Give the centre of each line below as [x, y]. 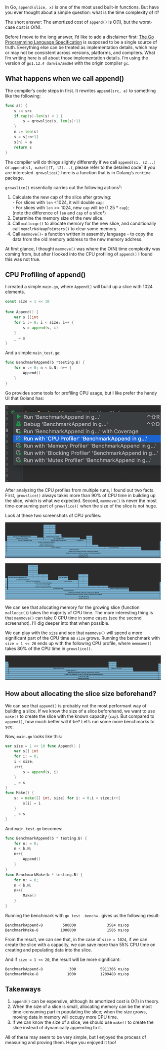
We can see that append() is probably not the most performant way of [76, 705]
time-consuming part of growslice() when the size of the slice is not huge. [81, 506]
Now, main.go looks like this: [34, 736]
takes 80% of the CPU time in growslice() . [49, 649]
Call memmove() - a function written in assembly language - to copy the [83, 234]
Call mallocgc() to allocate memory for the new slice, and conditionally [84, 223]
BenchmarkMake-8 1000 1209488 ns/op [67, 974]
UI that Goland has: [25, 398]
